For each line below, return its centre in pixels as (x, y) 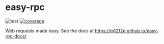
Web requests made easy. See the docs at (50, 30)
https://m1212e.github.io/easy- (127, 30)
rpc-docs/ (16, 36)
